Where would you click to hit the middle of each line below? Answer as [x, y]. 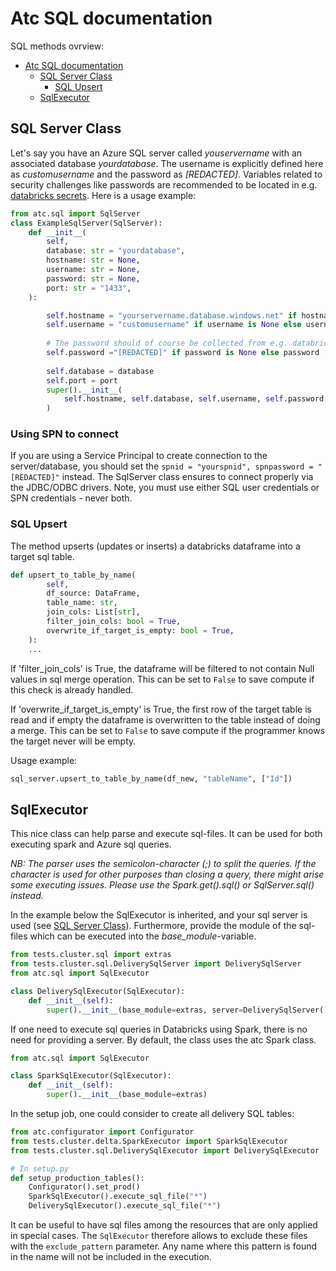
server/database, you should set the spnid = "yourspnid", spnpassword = [162, 466]
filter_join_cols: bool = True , [114, 622]
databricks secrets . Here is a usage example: [103, 195]
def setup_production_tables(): [77, 1178]
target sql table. [42, 556]
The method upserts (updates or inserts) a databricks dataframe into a [155, 546]
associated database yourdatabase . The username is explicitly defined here [167, 163]
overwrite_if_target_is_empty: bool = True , [140, 630]
